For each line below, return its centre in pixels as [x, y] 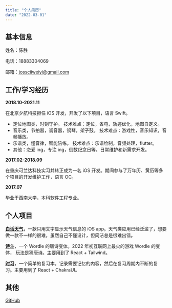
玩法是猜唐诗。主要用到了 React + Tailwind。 [62, 253]
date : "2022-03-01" [26, 15]
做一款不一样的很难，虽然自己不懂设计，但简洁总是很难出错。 [70, 235]
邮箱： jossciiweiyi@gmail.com [37, 72]
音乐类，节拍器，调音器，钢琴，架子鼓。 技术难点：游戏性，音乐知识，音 [90, 130]
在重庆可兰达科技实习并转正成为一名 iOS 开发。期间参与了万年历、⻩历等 [82, 170]
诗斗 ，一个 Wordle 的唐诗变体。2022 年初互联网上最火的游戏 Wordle [78, 246]
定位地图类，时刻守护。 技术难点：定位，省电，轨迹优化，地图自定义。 [87, 124]
